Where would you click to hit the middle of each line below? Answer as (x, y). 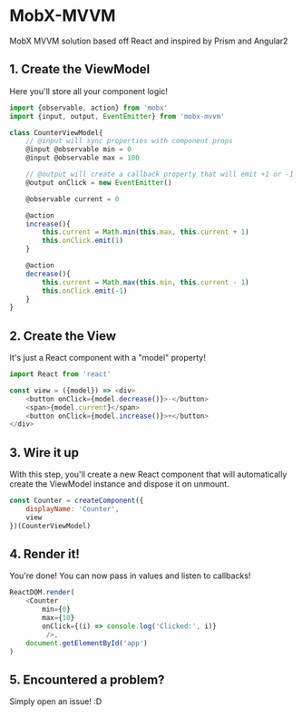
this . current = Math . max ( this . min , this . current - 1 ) (146, 282)
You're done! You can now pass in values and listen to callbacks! (130, 576)
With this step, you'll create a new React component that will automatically (148, 474)
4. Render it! (44, 554)
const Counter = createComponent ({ (77, 501)
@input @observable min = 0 (78, 150)
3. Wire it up (44, 453)
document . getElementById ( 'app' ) (87, 643)
